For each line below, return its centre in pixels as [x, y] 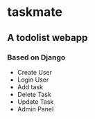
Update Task [35, 102]
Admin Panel [35, 109]
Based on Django [36, 57]
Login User [33, 80]
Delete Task [34, 94]
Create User [35, 72]
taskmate [35, 12]
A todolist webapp [47, 38]
